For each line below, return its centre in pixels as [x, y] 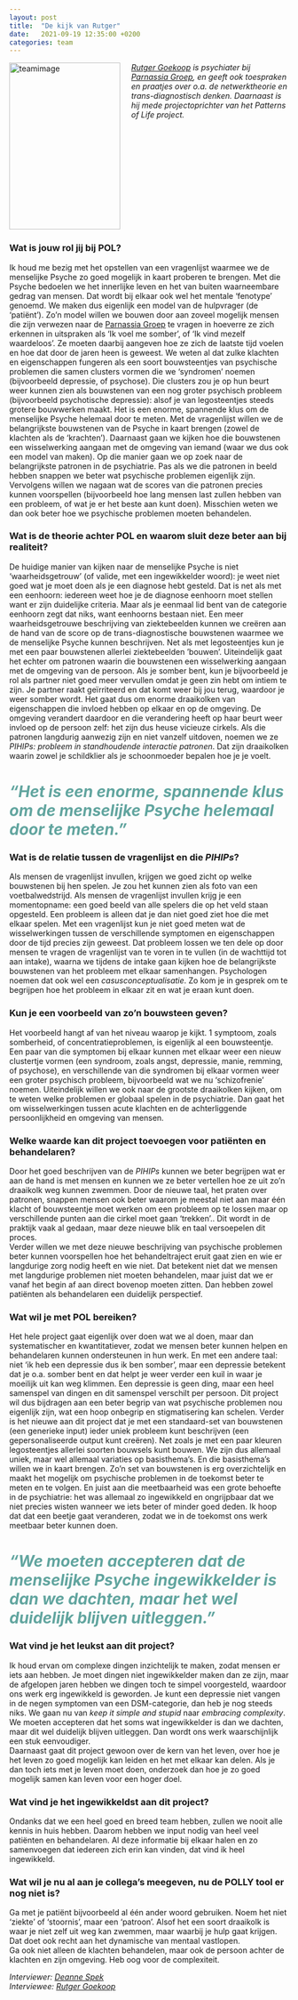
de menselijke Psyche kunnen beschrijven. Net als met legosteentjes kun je [147, 642]
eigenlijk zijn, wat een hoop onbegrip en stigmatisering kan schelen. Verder [147, 1412]
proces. [23, 1237]
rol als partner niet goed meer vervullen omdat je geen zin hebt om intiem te [148, 680]
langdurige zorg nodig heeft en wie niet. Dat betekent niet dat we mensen [143, 1265]
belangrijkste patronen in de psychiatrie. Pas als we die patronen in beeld [143, 466]
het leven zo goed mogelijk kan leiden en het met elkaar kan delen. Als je [142, 1760]
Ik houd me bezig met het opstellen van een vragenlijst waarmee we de [140, 267]
